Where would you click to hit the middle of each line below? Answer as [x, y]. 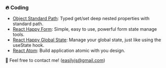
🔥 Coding [17, 8]
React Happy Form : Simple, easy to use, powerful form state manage [85, 29]
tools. [18, 35]
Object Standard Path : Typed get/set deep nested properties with [81, 19]
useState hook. [28, 45]
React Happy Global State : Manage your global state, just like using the [87, 40]
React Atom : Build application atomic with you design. [69, 51]
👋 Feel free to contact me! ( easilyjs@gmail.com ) [55, 60]
